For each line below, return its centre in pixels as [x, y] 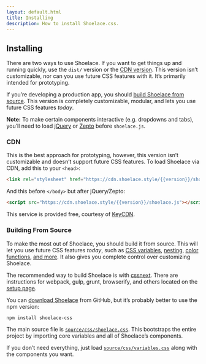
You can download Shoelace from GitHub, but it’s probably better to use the [102, 300]
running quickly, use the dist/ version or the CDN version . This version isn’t [102, 70]
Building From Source [39, 230]
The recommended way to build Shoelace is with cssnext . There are [92, 275]
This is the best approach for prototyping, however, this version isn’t [93, 155]
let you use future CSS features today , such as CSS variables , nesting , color [102, 250]
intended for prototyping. [38, 83]
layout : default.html [34, 12]
